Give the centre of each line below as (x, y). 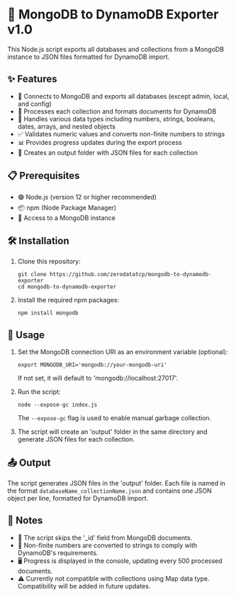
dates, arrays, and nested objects (66, 126)
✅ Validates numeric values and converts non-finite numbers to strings (121, 133)
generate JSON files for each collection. (76, 439)
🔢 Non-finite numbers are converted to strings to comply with (107, 545)
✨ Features (32, 79)
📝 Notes (25, 521)
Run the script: (39, 392)
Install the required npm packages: (68, 300)
